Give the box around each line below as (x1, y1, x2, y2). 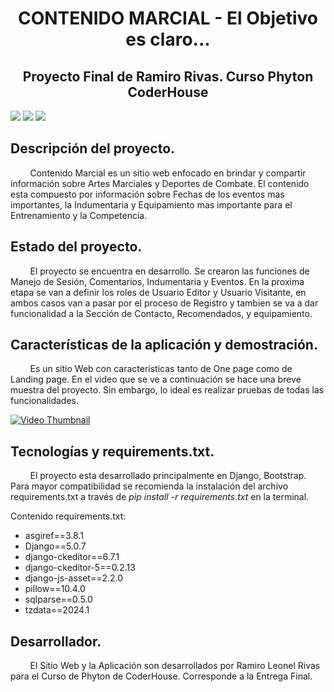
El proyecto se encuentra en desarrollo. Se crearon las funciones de (29, 265, 310, 277)
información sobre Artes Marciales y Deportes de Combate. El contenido (10, 177, 310, 189)
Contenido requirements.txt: (10, 510, 127, 522)
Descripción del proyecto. (10, 140, 176, 157)
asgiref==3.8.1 (24, 530, 84, 542)
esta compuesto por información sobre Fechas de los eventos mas (10, 188, 285, 200)
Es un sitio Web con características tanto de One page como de (29, 363, 293, 375)
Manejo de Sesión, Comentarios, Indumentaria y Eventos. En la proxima (10, 275, 305, 287)
